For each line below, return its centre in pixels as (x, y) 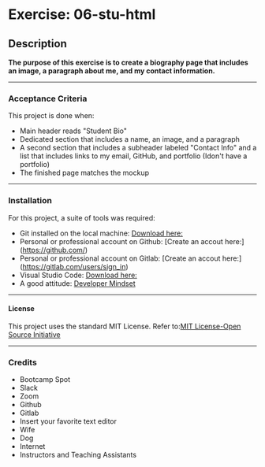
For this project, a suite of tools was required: (82, 217)
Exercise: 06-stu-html (82, 15)
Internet (32, 447)
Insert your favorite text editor (68, 421)
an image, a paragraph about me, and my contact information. (112, 71)
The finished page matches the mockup (84, 173)
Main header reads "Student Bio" (73, 131)
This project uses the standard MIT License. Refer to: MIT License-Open (125, 326)
